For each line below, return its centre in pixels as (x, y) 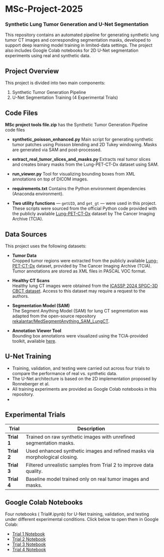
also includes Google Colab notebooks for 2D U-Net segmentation (72, 50)
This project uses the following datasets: (46, 246)
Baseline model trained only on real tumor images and (87, 479)
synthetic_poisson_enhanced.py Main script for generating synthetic (83, 139)
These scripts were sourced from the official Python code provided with (84, 208)
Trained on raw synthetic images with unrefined (80, 437)
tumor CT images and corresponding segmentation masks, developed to (78, 40)
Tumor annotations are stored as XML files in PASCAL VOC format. (79, 271)
